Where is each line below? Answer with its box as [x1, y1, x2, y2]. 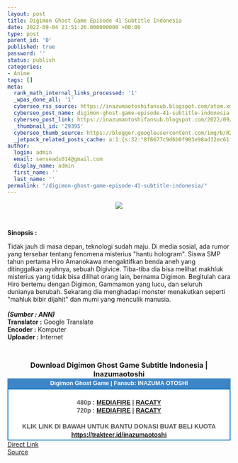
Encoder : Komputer [7, 325, 67, 334]
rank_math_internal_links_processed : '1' [13, 89, 138, 97]
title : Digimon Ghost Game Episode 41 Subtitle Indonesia [7, 17, 182, 24]
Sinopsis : [7, 229, 38, 237]
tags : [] [7, 76, 33, 84]
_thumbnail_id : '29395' [13, 122, 84, 130]
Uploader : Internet [7, 333, 64, 342]
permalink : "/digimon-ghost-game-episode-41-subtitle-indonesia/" [7, 182, 208, 189]
